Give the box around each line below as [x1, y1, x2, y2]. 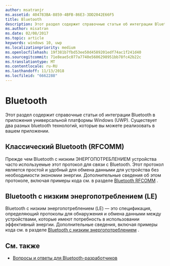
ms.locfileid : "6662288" [5, 73, 58, 78]
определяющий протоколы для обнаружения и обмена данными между [5, 211, 161, 217]
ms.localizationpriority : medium [5, 45, 76, 50]
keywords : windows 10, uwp [5, 40, 62, 46]
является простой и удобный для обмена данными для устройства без [5, 166, 159, 172]
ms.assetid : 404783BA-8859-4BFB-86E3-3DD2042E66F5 [5, 12, 114, 17]
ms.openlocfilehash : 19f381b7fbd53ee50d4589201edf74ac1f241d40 [5, 50, 142, 55]
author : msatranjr [5, 7, 44, 13]
